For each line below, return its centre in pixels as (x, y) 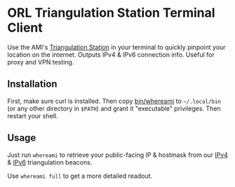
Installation (32, 84)
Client (25, 28)
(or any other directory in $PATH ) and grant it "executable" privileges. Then (114, 108)
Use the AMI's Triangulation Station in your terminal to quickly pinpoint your (116, 47)
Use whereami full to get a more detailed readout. (80, 176)
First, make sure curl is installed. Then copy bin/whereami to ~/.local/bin (114, 101)
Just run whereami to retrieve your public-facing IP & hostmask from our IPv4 (117, 155)
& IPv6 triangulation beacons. (50, 162)
